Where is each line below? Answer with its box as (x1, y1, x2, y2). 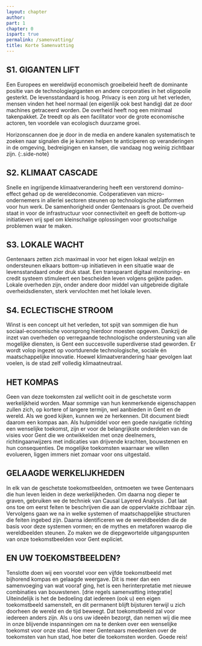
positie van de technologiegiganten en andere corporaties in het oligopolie (6, 87, 191, 94)
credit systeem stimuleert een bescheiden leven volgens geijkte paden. (6, 275, 183, 282)
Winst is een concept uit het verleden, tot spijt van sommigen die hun (6, 321, 178, 329)
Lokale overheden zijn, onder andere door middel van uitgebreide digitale (6, 281, 189, 288)
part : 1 (6, 20, 26, 26)
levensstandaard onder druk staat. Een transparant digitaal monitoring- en (6, 268, 191, 276)
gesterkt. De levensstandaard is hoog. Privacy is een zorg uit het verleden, (6, 93, 192, 101)
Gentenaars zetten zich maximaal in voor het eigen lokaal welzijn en (6, 256, 175, 263)
